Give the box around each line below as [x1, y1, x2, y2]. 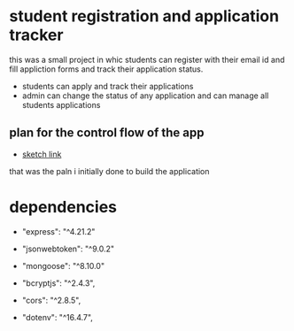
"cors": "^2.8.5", [21, 295, 81, 305]
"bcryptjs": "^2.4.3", [21, 277, 96, 289]
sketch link [21, 149, 62, 159]
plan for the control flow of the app [9, 126, 205, 141]
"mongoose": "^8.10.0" [21, 260, 104, 271]
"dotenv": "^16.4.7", [21, 312, 93, 322]
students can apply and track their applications [21, 81, 194, 91]
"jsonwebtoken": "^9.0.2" [21, 243, 115, 254]
